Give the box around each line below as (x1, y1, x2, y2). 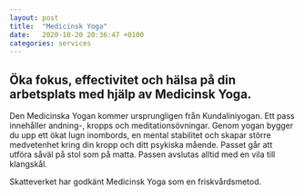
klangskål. (9, 159, 48, 170)
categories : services (9, 38, 92, 48)
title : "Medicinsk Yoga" (9, 22, 107, 31)
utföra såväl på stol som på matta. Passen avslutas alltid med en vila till (9, 149, 276, 160)
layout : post (9, 13, 59, 23)
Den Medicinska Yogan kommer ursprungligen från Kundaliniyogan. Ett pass (9, 111, 295, 122)
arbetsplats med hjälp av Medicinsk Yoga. (9, 86, 252, 102)
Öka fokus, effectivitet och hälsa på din (9, 72, 237, 87)
